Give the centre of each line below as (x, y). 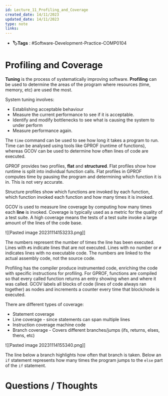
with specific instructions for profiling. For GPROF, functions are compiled (81, 274)
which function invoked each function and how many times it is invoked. (79, 197)
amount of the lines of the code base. (44, 223)
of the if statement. (26, 366)
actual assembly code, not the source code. (50, 258)
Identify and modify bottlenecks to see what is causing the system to (83, 120)
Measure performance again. (42, 130)
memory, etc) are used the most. (39, 90)
